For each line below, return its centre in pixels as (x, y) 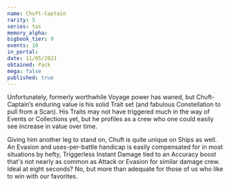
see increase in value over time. (52, 126)
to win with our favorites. (42, 176)
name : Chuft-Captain (37, 13)
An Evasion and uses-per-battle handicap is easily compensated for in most (115, 147)
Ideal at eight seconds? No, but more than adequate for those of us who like (115, 169)
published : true (30, 77)
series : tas (24, 26)
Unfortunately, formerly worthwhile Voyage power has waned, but (101, 97)
